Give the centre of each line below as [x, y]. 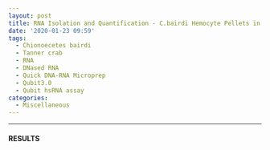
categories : [28, 98]
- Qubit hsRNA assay [50, 90]
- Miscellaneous [43, 105]
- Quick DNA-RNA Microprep [61, 75]
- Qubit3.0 [34, 83]
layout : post [30, 16]
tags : [17, 38]
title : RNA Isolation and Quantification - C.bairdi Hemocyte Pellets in [135, 23]
